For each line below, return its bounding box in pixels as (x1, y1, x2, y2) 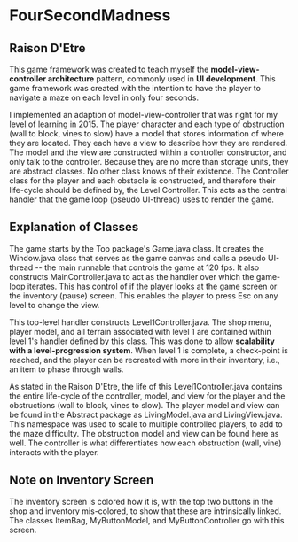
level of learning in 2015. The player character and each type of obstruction (9, 119, 286, 129)
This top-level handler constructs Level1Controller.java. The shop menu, (9, 316, 272, 328)
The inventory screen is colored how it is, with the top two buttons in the (9, 496, 273, 507)
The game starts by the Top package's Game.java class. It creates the (9, 243, 264, 253)
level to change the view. (9, 299, 100, 310)
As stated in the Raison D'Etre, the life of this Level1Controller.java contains (9, 381, 283, 391)
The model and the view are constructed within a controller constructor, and (9, 147, 287, 158)
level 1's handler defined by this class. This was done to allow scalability (9, 336, 275, 346)
